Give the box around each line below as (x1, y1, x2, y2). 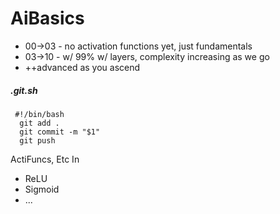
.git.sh (10, 84, 38, 96)
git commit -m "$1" (19, 127, 101, 137)
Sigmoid (24, 183, 60, 195)
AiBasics (10, 7, 85, 30)
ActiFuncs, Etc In (10, 153, 80, 165)
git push (19, 135, 56, 146)
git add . (19, 118, 60, 128)
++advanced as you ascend (24, 61, 141, 73)
